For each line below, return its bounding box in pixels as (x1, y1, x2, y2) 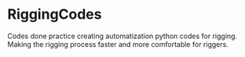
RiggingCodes (7, 5, 102, 23)
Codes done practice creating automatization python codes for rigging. (7, 31, 237, 41)
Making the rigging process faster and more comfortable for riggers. (7, 39, 229, 48)
